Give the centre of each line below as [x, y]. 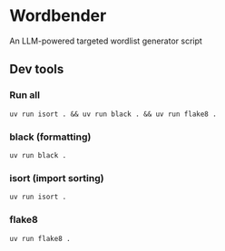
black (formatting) [50, 137]
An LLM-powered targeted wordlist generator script [106, 41]
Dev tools [37, 69]
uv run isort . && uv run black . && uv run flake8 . [113, 114]
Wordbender [58, 16]
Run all [25, 95]
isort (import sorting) [57, 178]
